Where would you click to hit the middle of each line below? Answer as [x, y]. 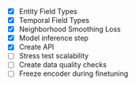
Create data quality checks [63, 65]
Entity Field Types [48, 11]
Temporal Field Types [54, 21]
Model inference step [53, 38]
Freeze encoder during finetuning [74, 73]
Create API [36, 47]
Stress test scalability [53, 56]
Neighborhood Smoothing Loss [70, 29]
